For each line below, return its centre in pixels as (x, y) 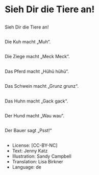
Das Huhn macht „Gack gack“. (36, 101)
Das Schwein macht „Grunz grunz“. (42, 86)
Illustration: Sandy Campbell (42, 156)
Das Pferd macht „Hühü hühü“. (37, 71)
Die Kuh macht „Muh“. (28, 41)
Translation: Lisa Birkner (38, 161)
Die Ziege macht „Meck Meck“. (37, 57)
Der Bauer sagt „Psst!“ (28, 131)
